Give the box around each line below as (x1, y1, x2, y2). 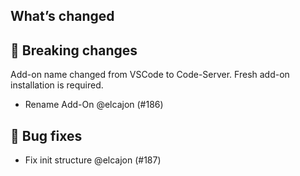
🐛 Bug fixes (10, 127, 83, 144)
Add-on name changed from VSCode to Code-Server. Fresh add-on (10, 69, 290, 81)
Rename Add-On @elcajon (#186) (24, 99, 164, 111)
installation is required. (10, 79, 104, 91)
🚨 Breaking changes (10, 42, 138, 59)
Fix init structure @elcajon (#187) (24, 154, 162, 166)
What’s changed (10, 8, 115, 25)
